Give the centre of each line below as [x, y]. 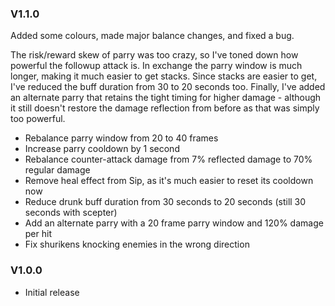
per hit [38, 234]
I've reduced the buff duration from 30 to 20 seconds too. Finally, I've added [168, 87]
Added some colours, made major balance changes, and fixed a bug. [152, 36]
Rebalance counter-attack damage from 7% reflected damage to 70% [168, 159]
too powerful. [38, 119]
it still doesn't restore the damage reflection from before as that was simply [165, 108]
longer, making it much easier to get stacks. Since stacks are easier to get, [164, 76]
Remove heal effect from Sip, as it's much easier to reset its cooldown [169, 181]
